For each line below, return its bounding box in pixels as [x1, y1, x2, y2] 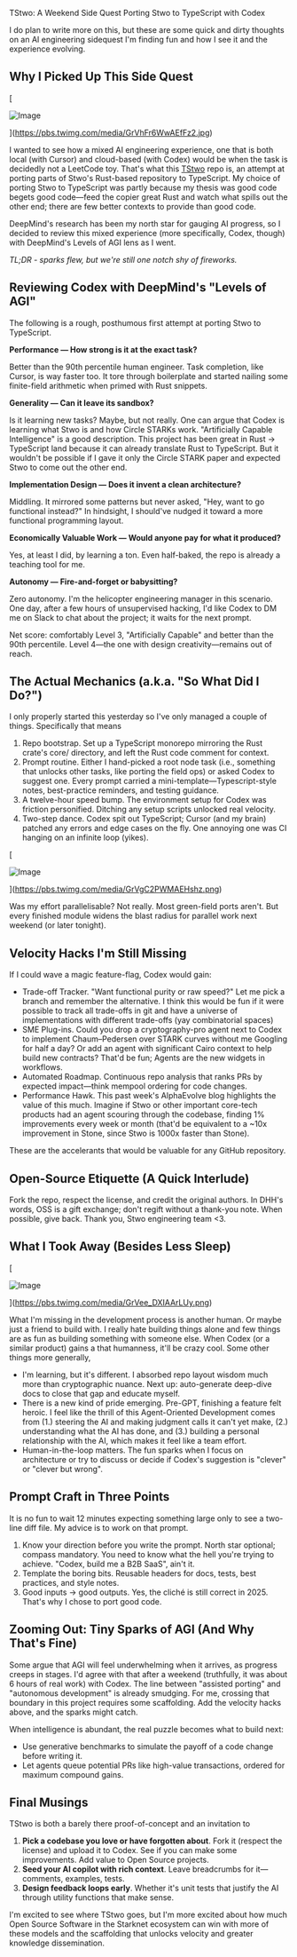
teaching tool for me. [9, 559, 86, 569]
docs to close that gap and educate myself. [21, 1388, 180, 1398]
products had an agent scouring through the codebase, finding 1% [21, 1109, 265, 1120]
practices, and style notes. [21, 1577, 120, 1588]
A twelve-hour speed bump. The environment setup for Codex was [21, 795, 268, 805]
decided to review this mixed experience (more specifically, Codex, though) [9, 227, 285, 238]
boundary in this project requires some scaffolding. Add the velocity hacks [9, 1697, 282, 1707]
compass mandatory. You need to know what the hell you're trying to [21, 1549, 275, 1559]
